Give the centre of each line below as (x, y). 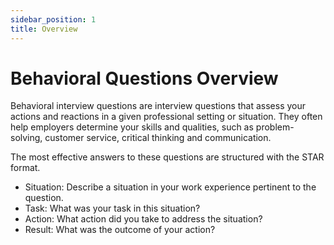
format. (25, 168)
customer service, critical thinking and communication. (158, 138)
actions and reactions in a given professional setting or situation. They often (166, 117)
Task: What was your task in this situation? (112, 208)
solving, (26, 138)
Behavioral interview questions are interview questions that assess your (158, 106)
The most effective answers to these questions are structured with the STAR (167, 157)
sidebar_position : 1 (53, 19)
